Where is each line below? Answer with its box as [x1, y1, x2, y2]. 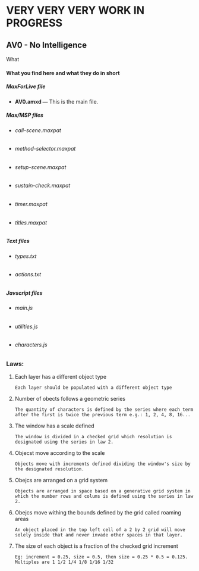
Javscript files [6, 289, 43, 297]
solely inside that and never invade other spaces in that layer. [14, 532, 183, 538]
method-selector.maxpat [14, 145, 76, 152]
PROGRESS [6, 16, 63, 30]
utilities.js [14, 323, 39, 330]
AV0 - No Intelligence [6, 40, 87, 50]
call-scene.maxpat [14, 126, 61, 134]
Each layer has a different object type [14, 373, 107, 380]
